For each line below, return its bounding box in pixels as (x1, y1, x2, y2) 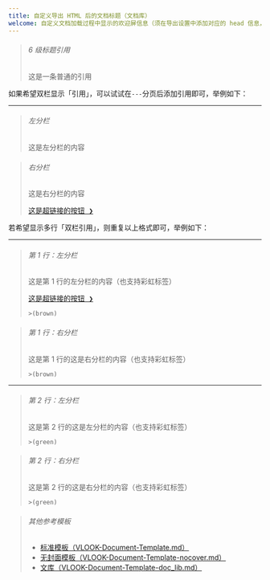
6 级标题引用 (27, 45, 71, 55)
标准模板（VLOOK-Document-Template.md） (39, 543, 190, 553)
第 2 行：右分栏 (27, 455, 80, 466)
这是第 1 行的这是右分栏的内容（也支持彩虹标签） (27, 354, 190, 364)
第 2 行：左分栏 (27, 395, 80, 406)
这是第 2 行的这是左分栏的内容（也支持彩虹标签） (27, 422, 192, 431)
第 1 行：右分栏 (27, 327, 78, 337)
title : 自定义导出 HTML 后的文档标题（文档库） (8, 11, 151, 20)
